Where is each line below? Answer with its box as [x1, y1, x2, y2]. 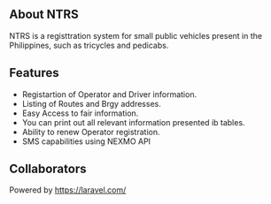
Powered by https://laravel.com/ [9, 185, 127, 195]
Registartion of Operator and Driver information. [21, 88, 197, 100]
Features [9, 65, 59, 80]
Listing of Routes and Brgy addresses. [21, 98, 161, 109]
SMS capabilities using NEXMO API [21, 136, 151, 147]
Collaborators [9, 162, 87, 177]
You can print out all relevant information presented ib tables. [21, 117, 245, 127]
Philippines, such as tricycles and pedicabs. [9, 40, 169, 50]
